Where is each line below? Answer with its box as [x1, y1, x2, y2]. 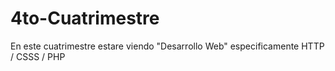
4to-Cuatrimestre [10, 7, 160, 30]
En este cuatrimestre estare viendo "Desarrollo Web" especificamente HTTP [10, 40, 325, 52]
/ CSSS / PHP [10, 50, 66, 62]
